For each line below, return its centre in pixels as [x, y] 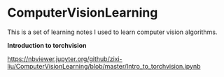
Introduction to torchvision [47, 45]
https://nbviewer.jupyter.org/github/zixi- [65, 59]
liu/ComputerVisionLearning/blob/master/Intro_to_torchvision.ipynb [104, 66]
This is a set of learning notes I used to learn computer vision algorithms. [112, 32]
